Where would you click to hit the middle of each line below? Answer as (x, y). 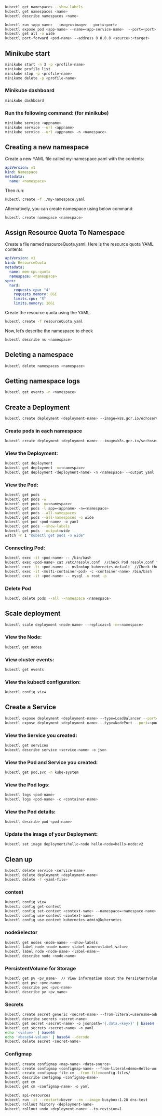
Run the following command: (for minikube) (57, 113)
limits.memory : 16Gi (34, 303)
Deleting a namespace (39, 355)
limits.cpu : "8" (30, 299)
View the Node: (23, 637)
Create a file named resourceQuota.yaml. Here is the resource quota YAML (79, 244)
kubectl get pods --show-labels (37, 526)
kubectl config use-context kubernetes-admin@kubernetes (63, 920)
